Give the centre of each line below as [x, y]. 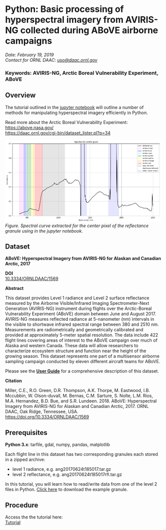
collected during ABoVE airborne [89, 30]
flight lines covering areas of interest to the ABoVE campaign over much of [81, 340]
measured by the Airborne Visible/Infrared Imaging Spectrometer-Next [77, 303]
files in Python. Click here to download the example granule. [66, 490]
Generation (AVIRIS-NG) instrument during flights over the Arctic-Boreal [79, 309]
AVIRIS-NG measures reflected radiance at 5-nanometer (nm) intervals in [80, 319]
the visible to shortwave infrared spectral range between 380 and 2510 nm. [82, 324]
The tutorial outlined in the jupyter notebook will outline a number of [74, 107]
